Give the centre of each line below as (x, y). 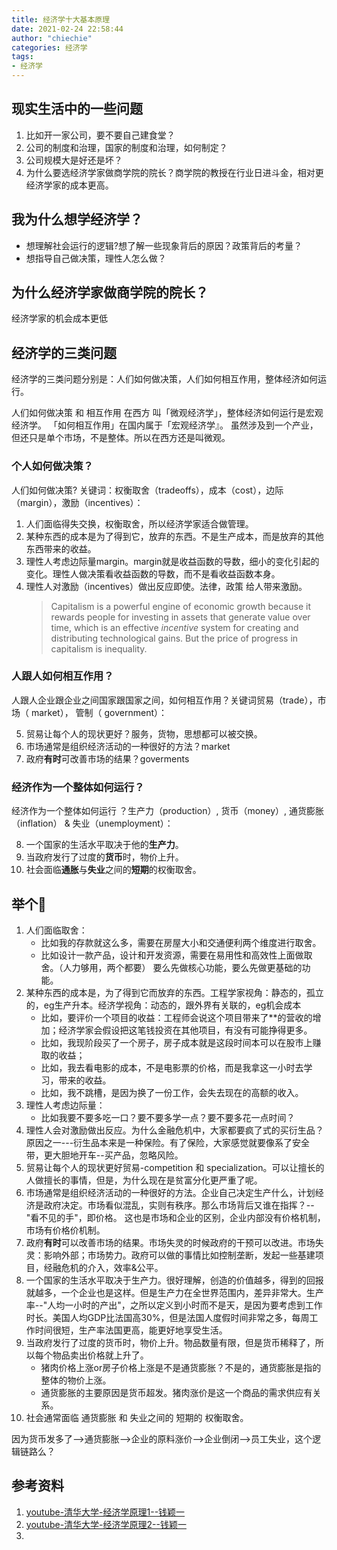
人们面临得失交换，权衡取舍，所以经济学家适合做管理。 (139, 523)
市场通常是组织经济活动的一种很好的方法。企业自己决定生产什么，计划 (170, 1192)
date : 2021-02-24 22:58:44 (67, 29)
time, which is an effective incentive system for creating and (174, 627)
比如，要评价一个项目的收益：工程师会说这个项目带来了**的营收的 (176, 1017)
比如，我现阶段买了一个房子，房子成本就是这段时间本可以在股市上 (176, 1042)
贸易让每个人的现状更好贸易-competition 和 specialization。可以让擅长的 (175, 1167)
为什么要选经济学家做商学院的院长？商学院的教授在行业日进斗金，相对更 (174, 172)
